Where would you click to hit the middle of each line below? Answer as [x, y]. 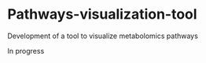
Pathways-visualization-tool [102, 14]
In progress [26, 51]
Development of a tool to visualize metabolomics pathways [103, 36]
